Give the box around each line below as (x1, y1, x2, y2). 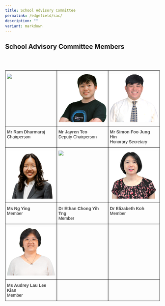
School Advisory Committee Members (5, 42, 125, 51)
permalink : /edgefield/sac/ (5, 13, 63, 18)
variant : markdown (5, 24, 43, 29)
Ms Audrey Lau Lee (7, 283, 47, 288)
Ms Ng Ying (7, 206, 30, 212)
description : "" (5, 18, 38, 23)
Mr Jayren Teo (58, 129, 87, 135)
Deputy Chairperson (58, 134, 97, 140)
